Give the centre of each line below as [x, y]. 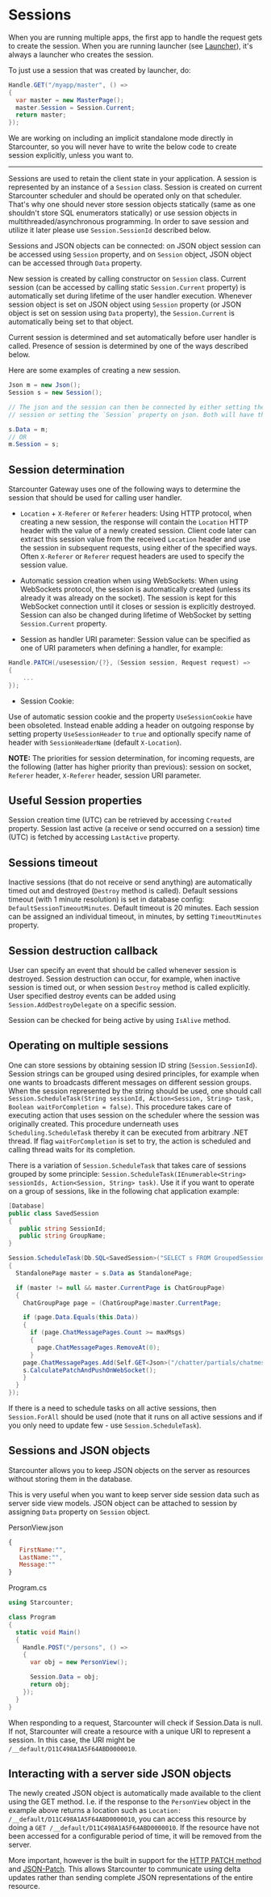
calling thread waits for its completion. [72, 1149]
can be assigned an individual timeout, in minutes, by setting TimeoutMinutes [135, 917]
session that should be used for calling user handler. [96, 498]
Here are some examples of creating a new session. [95, 371]
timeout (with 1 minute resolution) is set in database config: [106, 899]
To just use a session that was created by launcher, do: [100, 70]
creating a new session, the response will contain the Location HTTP [134, 522]
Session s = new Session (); [56, 393]
